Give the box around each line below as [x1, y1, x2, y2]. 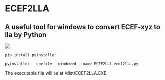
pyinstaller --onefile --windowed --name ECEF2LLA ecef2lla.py [5, 61, 139, 66]
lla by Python [5, 30, 47, 39]
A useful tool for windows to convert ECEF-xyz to [5, 23, 160, 31]
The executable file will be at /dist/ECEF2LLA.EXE [5, 70, 107, 76]
